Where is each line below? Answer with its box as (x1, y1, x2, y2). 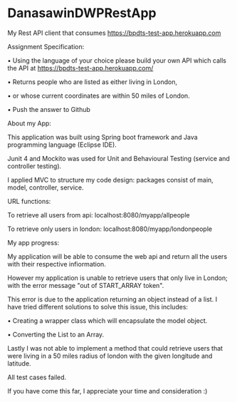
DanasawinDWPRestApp (7, 5, 157, 21)
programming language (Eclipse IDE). (7, 140, 117, 149)
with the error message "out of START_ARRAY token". (7, 281, 164, 289)
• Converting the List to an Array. (7, 330, 105, 339)
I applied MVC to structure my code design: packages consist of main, (7, 175, 214, 184)
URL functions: (7, 197, 51, 205)
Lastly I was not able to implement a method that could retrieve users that (7, 344, 223, 352)
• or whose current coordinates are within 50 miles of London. (7, 91, 190, 100)
